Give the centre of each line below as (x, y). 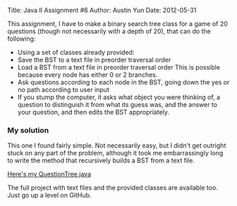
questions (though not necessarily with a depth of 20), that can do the (109, 31)
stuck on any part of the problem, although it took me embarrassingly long (115, 153)
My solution (28, 130)
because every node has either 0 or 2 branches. (87, 75)
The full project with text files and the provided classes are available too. (113, 188)
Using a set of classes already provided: (76, 52)
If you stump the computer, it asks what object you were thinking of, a (119, 97)
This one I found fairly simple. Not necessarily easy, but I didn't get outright (117, 146)
